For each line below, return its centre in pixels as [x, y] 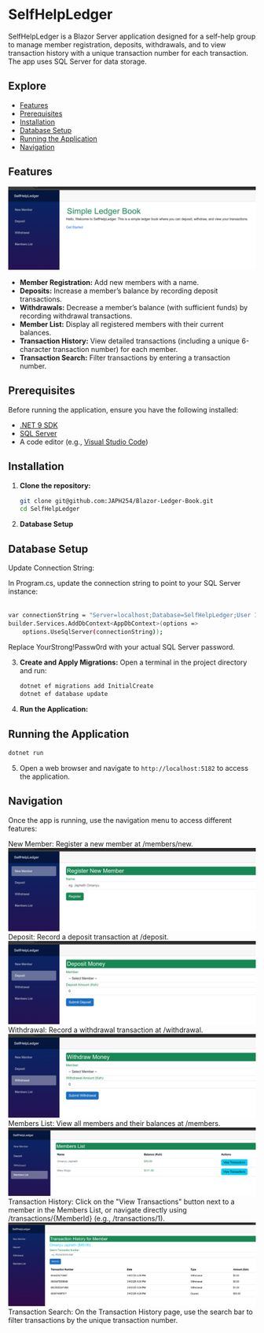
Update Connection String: [51, 568]
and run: [33, 670]
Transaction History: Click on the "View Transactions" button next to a [121, 1202]
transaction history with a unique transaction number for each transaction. [128, 53]
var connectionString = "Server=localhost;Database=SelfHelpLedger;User [130, 615]
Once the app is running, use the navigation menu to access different [120, 820]
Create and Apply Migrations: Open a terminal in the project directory [133, 662]
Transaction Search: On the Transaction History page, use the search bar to [130, 1312]
